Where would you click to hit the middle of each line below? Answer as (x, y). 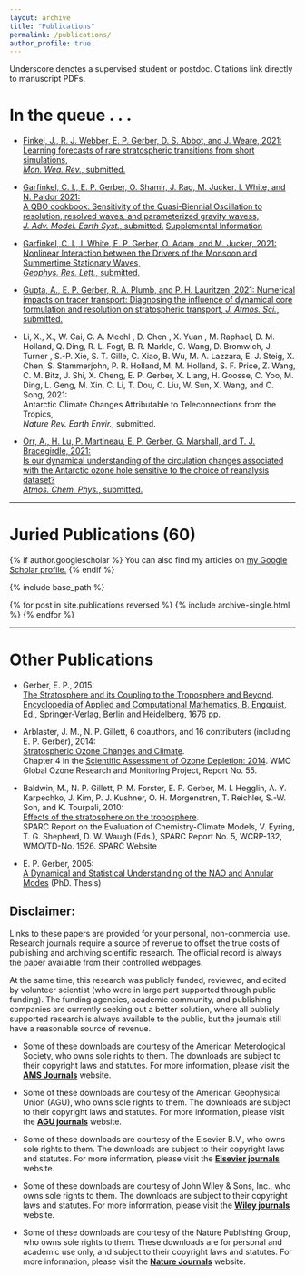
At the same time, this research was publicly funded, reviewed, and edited (148, 980)
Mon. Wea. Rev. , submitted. (74, 170)
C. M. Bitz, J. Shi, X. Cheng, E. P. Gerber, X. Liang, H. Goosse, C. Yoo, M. (158, 376)
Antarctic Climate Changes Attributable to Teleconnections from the (149, 405)
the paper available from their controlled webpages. (106, 962)
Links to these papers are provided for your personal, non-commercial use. (150, 933)
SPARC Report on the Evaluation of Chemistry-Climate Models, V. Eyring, (158, 827)
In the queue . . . (71, 116)
